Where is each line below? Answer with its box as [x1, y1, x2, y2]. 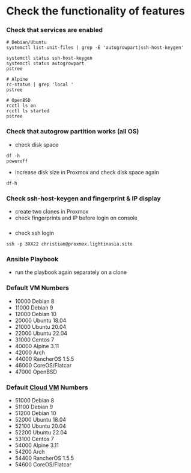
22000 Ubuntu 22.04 [14, 329, 68, 337]
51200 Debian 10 [14, 409, 56, 417]
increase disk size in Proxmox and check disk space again [14, 168, 159, 176]
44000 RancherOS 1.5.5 [14, 355, 74, 363]
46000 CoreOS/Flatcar [14, 361, 72, 369]
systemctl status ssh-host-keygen [6, 56, 93, 62]
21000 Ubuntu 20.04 [14, 323, 67, 330]
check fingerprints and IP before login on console [14, 214, 138, 221]
